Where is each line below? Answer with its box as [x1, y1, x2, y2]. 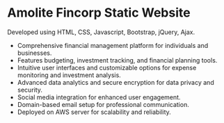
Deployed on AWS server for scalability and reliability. [17, 108, 172, 116]
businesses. [17, 49, 52, 57]
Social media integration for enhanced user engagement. [17, 92, 181, 101]
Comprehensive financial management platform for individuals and [17, 41, 209, 49]
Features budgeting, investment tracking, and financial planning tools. [17, 56, 218, 64]
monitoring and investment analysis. [17, 71, 122, 79]
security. [17, 85, 43, 94]
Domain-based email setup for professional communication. [17, 100, 189, 108]
